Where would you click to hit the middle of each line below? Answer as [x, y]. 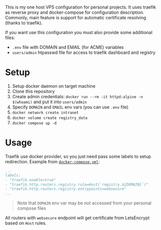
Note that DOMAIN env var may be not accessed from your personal [84, 203]
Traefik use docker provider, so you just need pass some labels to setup [78, 156]
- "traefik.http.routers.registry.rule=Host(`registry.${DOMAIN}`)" [77, 185]
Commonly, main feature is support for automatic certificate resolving [76, 18]
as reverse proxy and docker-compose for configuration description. [75, 12]
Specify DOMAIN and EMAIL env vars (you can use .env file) [70, 107]
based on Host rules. [26, 223]
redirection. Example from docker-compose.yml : [52, 161]
